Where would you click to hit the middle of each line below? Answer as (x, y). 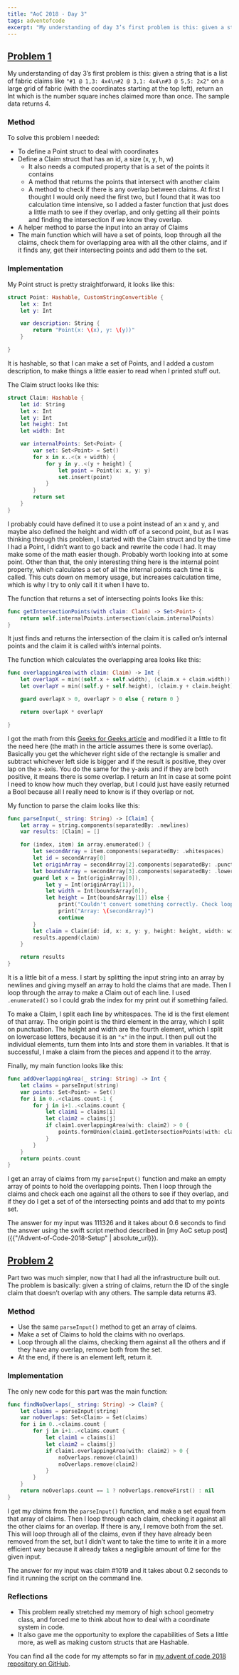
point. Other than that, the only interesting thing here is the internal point (113, 562)
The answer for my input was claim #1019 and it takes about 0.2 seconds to (118, 1570)
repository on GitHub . (39, 1664)
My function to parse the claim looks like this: (74, 805)
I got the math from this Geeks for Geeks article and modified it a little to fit (117, 738)
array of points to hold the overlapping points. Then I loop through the (110, 1187)
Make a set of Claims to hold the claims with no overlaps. (101, 1334)
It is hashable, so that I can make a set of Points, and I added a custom (111, 363)
